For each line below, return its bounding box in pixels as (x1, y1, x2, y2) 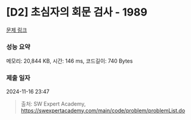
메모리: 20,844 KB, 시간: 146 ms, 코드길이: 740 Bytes (6, 57, 133, 64)
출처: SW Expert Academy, (20, 100, 86, 107)
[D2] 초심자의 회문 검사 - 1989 (6, 5, 147, 19)
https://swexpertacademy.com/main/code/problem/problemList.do (20, 107, 186, 114)
